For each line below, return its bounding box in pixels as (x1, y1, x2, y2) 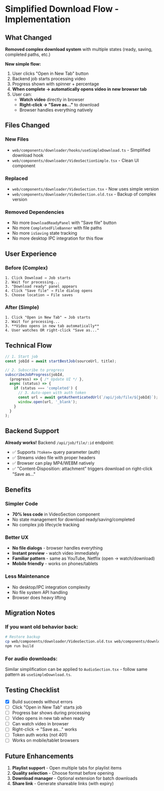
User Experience (5, 249, 57, 258)
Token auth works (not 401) (12, 732, 67, 738)
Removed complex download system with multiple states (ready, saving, (5, 47, 153, 52)
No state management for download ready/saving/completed (12, 516, 135, 522)
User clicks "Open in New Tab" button (12, 71, 89, 76)
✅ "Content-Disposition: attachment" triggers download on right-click (12, 466, 153, 471)
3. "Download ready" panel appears (5, 284, 78, 289)
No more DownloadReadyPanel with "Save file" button (12, 220, 117, 226)
